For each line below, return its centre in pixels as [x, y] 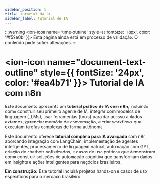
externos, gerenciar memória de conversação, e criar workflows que [73, 122]
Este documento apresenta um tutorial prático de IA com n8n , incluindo [77, 107]
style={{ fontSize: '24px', [92, 72]
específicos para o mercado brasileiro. [44, 177]
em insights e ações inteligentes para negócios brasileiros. [63, 162]
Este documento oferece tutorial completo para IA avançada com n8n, [76, 137]
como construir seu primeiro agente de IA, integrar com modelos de [73, 111]
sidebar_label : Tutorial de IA [36, 18]
